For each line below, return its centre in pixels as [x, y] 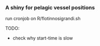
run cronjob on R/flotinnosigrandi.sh [43, 19]
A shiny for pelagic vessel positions [50, 8]
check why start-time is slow [43, 38]
